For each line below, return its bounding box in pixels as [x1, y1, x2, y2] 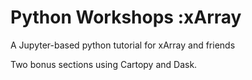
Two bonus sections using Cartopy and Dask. [10, 58, 198, 70]
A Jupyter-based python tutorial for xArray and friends [10, 39, 236, 51]
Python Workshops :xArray [10, 6, 242, 29]
